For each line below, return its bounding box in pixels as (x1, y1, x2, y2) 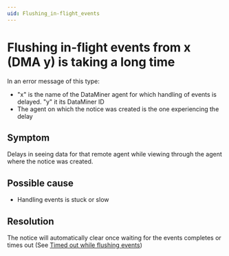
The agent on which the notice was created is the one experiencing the (17, 104, 219, 113)
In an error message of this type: (7, 77, 100, 85)
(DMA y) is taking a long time (7, 54, 175, 69)
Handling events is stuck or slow (17, 196, 109, 204)
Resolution (7, 216, 54, 227)
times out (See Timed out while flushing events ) (7, 241, 142, 249)
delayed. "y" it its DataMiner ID (17, 97, 105, 106)
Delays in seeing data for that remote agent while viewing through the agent (7, 150, 222, 159)
